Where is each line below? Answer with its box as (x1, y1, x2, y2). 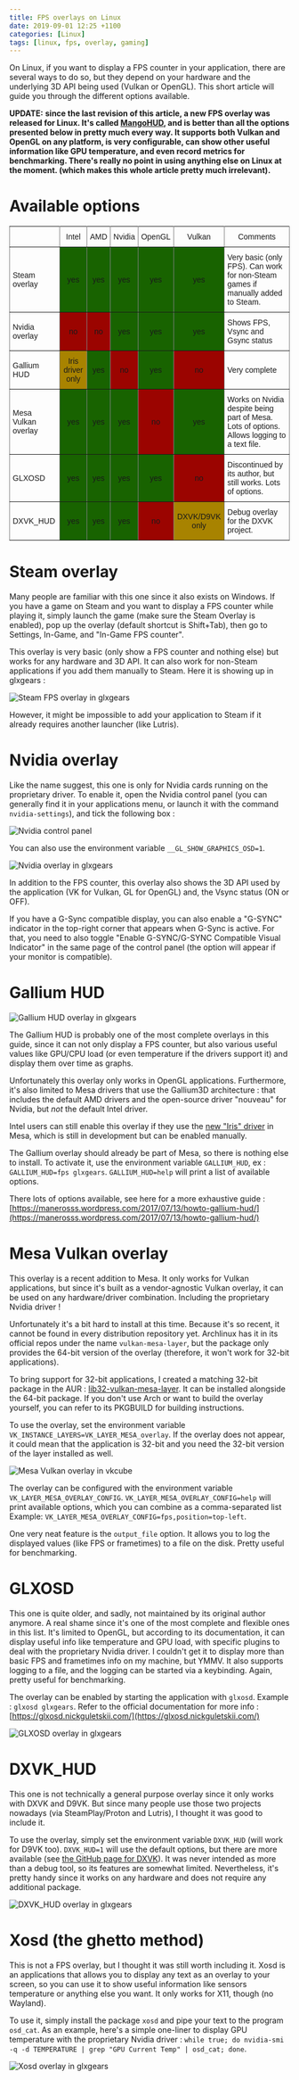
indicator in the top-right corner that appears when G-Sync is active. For (9, 923, 275, 934)
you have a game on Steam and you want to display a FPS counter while (9, 601, 274, 612)
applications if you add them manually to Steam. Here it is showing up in (9, 665, 274, 676)
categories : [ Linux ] (9, 29, 86, 38)
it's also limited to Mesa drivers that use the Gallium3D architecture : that (9, 1085, 276, 1095)
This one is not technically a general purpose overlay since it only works (9, 1788, 274, 1799)
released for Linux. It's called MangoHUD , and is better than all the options (9, 118, 290, 128)
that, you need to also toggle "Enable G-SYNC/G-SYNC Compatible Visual (9, 933, 281, 944)
